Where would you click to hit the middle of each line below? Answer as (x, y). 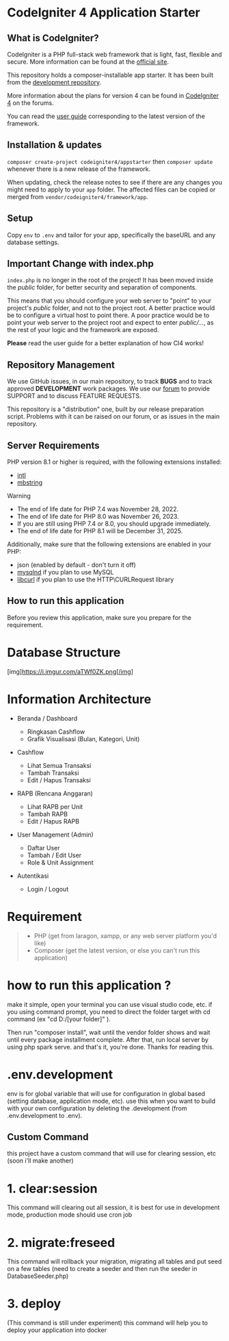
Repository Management (61, 365)
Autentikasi (33, 876)
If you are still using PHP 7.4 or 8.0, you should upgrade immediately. (114, 524)
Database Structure (64, 653)
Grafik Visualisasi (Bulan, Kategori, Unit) (83, 738)
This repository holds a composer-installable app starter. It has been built (110, 75)
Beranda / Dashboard (47, 718)
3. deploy (34, 1304)
